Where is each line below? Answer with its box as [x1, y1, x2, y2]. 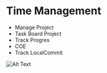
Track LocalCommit [14, 49, 63, 56]
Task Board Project [14, 30, 62, 37]
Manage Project [14, 24, 54, 31]
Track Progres [14, 36, 50, 43]
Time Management [6, 4, 102, 18]
